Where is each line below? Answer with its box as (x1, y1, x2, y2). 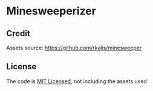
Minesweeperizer (6, 4, 97, 18)
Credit (6, 28, 30, 39)
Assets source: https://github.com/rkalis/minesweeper (6, 44, 142, 51)
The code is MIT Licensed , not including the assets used (6, 77, 147, 85)
